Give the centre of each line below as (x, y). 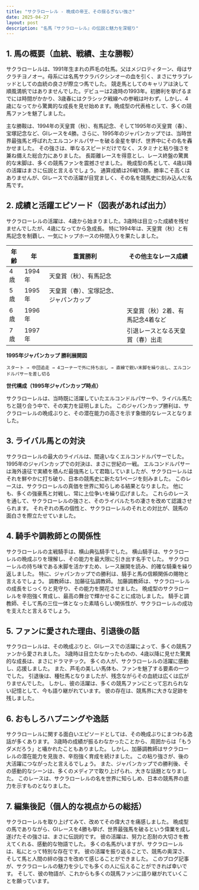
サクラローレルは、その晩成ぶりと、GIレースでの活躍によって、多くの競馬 (97, 647)
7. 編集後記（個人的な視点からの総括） (76, 806)
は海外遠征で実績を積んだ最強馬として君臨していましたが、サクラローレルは (99, 471)
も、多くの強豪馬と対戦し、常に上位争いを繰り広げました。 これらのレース (97, 493)
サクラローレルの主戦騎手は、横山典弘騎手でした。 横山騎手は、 (85, 551)
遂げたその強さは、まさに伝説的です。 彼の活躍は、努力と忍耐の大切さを (95, 836)
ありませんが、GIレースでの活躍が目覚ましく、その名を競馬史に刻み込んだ (97, 178)
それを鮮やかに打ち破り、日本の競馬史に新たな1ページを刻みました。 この (96, 478)
